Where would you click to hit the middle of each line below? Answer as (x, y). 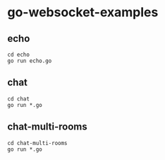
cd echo (19, 55)
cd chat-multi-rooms (38, 143)
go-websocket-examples (83, 12)
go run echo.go (30, 61)
